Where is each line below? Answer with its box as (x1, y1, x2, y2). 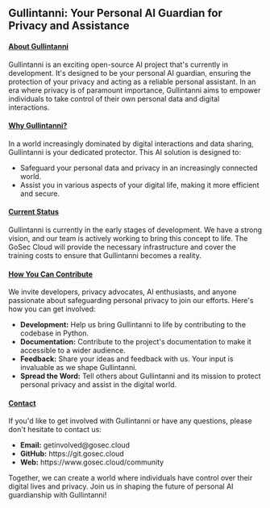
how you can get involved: (8, 304, 96, 314)
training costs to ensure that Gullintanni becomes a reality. (8, 251, 201, 260)
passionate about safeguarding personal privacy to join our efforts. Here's (8, 296, 254, 306)
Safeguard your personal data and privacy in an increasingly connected (19, 163, 258, 173)
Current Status (8, 207, 59, 217)
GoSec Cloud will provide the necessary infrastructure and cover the (8, 242, 236, 252)
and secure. (19, 189, 60, 198)
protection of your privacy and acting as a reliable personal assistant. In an (8, 77, 256, 86)
